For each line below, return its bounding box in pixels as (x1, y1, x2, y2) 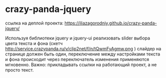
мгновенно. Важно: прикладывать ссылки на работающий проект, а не (5, 61, 157, 67)
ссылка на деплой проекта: (5, 20, 64, 26)
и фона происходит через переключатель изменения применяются (5, 56, 150, 62)
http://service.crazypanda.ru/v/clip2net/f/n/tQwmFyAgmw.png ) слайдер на (5, 45, 162, 51)
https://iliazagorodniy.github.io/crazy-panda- (64, 20, 157, 26)
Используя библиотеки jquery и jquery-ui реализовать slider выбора (5, 35, 151, 41)
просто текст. (5, 66, 34, 73)
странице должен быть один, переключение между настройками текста (5, 51, 161, 57)
